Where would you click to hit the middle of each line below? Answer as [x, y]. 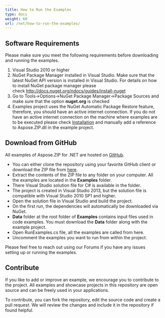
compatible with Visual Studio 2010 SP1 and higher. [64, 195]
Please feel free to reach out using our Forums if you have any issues [75, 247]
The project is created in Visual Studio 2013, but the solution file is [79, 191]
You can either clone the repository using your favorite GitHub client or [84, 164]
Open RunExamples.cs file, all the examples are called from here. [78, 232]
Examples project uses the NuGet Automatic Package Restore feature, [83, 107]
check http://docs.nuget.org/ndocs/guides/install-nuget [69, 91]
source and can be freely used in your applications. [57, 290]
